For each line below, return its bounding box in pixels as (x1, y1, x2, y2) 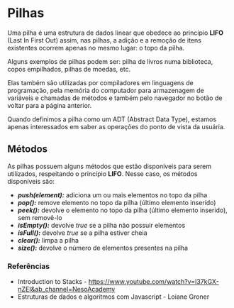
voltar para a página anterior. (7, 101, 92, 109)
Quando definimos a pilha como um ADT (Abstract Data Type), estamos (7, 115, 217, 123)
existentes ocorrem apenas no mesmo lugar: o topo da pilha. (7, 43, 185, 52)
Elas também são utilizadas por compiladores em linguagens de (7, 78, 194, 87)
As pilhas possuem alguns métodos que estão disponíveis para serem (7, 162, 211, 170)
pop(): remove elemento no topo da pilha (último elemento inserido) (17, 198, 216, 207)
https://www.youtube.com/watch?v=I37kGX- (88, 277, 220, 286)
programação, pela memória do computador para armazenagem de (7, 86, 204, 94)
